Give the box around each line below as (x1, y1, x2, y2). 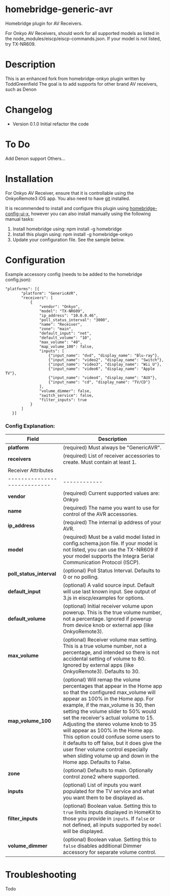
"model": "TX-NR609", (39, 308, 85, 314)
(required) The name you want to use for (63, 504, 159, 511)
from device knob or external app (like (63, 622, 154, 629)
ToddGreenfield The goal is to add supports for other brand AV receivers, (5, 81, 158, 87)
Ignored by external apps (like (63, 661, 134, 668)
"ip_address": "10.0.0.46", (39, 313, 99, 318)
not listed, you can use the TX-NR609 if (63, 546, 158, 553)
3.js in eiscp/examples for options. (63, 594, 145, 601)
